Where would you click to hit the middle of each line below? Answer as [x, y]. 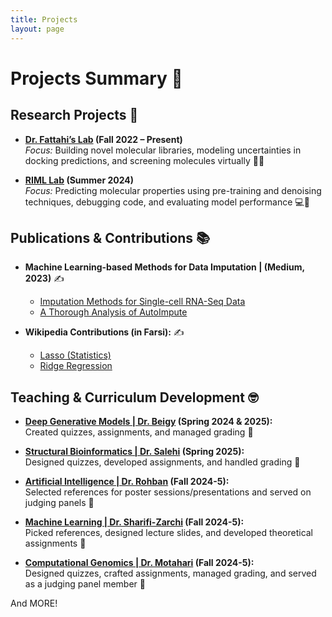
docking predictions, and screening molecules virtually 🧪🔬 [144, 160]
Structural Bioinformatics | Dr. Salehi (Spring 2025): [134, 452]
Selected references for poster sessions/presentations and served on [168, 492]
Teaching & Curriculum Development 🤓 [134, 397]
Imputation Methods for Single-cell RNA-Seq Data [142, 302]
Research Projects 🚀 [74, 115]
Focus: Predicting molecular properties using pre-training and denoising [173, 190]
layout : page [37, 29]
